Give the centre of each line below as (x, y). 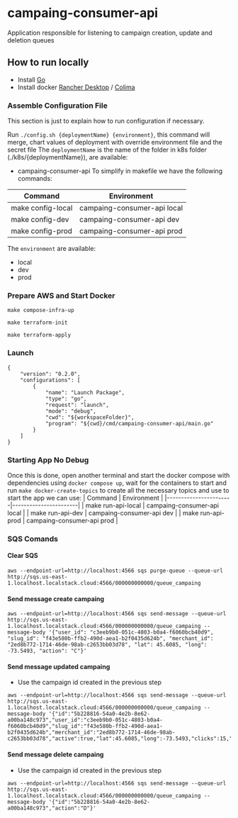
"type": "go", (66, 398)
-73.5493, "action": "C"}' (47, 651)
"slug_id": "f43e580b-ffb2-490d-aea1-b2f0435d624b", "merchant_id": (110, 639)
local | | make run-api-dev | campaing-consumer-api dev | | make (103, 512)
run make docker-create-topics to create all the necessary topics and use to (118, 490)
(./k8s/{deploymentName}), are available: (68, 157)
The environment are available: (52, 249)
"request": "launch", (77, 405)
